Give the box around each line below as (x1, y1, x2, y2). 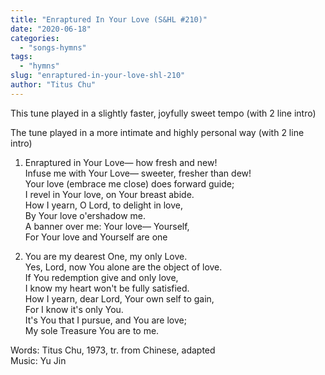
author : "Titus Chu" (10, 80, 97, 90)
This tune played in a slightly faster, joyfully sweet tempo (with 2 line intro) (10, 107, 317, 119)
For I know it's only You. (24, 303, 124, 315)
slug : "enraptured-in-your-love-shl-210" (10, 71, 186, 81)
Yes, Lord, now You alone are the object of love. (24, 261, 223, 273)
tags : (10, 52, 33, 62)
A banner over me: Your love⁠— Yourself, (24, 220, 190, 232)
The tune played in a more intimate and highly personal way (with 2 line (10, 126, 305, 138)
